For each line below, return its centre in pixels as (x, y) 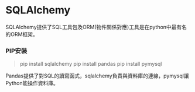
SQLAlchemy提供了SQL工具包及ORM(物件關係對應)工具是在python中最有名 (96, 27)
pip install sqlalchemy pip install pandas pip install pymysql (91, 64)
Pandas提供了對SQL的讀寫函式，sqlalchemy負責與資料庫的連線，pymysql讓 (97, 76)
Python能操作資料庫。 (32, 83)
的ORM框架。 (22, 34)
